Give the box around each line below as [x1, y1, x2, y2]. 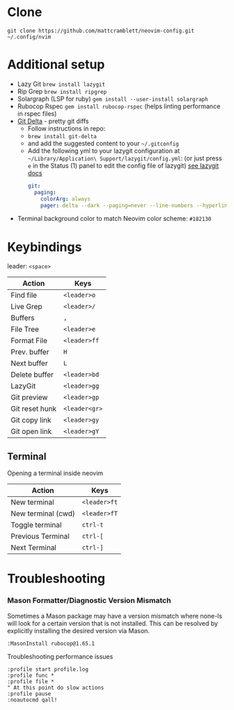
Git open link [10, 427, 52, 437]
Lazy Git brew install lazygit [17, 80, 106, 88]
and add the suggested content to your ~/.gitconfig [27, 139, 179, 147]
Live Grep [10, 302, 43, 312]
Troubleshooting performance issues [7, 652, 114, 660]
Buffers [10, 313, 35, 323]
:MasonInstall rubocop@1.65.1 [7, 640, 95, 647]
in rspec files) [17, 109, 57, 117]
